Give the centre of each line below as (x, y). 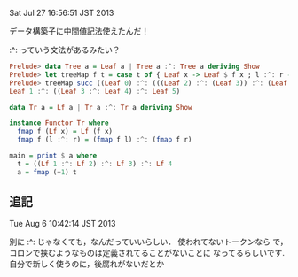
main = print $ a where (53, 156)
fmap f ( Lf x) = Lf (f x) (65, 132)
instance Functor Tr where (59, 123)
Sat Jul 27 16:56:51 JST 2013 (62, 13)
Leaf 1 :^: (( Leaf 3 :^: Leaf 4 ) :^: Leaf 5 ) (95, 91)
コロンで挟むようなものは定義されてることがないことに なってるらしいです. (147, 253)
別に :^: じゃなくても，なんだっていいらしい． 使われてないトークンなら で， (149, 242)
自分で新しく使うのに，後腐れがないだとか (87, 264)
